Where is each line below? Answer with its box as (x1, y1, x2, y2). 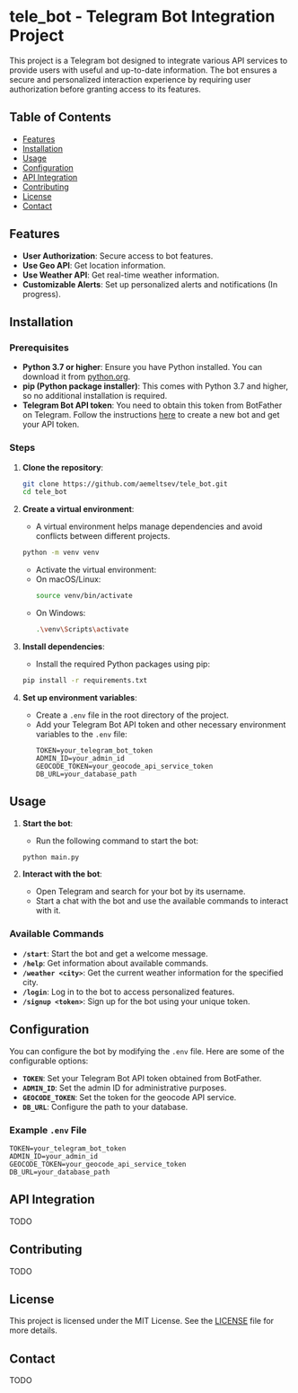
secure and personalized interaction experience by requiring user (9, 74, 251, 84)
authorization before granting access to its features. (9, 84, 202, 94)
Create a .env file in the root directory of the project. (35, 710, 229, 720)
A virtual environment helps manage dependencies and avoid (35, 521, 263, 532)
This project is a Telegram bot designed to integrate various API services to (9, 55, 288, 66)
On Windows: (35, 608, 86, 619)
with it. (35, 905, 61, 916)
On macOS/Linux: (35, 574, 101, 585)
